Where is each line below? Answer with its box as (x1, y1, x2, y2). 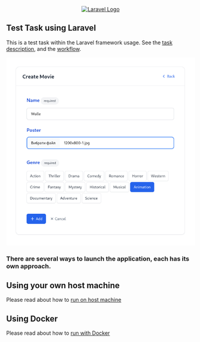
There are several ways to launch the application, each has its (6, 255, 190, 263)
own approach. (6, 262, 51, 270)
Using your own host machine (6, 280, 120, 290)
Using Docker (6, 313, 58, 323)
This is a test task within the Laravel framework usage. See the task (6, 39, 172, 46)
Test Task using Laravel (6, 23, 96, 33)
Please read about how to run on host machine (6, 296, 122, 304)
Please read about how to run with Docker (6, 329, 110, 337)
